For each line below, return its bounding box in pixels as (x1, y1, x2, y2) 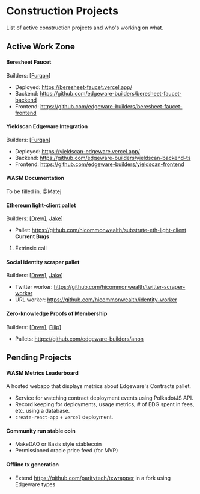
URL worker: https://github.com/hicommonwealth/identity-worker (14, 296, 177, 303)
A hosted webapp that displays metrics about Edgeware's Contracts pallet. (6, 383, 191, 390)
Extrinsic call (14, 245, 47, 252)
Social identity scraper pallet (6, 258, 80, 265)
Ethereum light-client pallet (6, 202, 76, 209)
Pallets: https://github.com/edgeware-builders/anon (14, 335, 144, 342)
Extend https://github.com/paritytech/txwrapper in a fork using (14, 474, 171, 481)
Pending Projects (6, 352, 72, 362)
